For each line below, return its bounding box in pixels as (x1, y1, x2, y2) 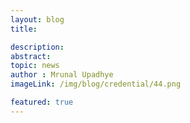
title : (10, 24, 38, 34)
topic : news (10, 61, 60, 71)
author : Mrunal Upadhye (10, 70, 114, 80)
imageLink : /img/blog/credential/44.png (10, 79, 182, 90)
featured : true (10, 97, 74, 107)
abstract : (10, 51, 52, 61)
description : (10, 42, 65, 52)
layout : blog (10, 14, 65, 25)
